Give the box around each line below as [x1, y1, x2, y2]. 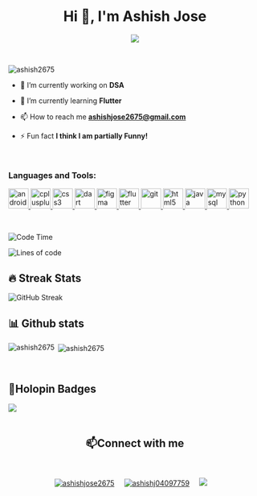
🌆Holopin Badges [8, 382, 96, 395]
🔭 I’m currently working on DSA [19, 80, 124, 89]
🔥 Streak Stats [8, 271, 82, 285]
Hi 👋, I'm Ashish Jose [63, 7, 207, 26]
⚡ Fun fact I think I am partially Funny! [19, 130, 149, 140]
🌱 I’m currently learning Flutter [19, 96, 122, 105]
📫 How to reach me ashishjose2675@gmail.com [19, 112, 186, 122]
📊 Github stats [8, 317, 84, 331]
